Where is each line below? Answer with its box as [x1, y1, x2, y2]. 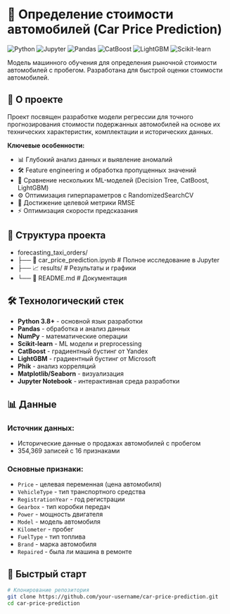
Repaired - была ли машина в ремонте [17, 548, 132, 556]
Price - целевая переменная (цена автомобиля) [17, 480, 162, 489]
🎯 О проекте [7, 94, 63, 106]
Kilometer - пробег [17, 525, 74, 534]
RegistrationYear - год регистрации [17, 495, 125, 503]
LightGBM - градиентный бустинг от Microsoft [17, 355, 156, 363]
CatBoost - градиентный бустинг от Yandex [17, 347, 148, 355]
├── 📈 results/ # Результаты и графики [17, 264, 136, 272]
